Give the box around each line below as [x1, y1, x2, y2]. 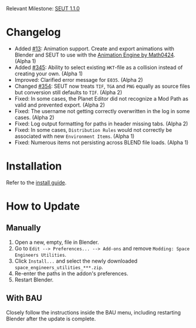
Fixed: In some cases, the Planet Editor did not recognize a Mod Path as [14, 95, 189, 102]
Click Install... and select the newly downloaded [14, 257, 138, 264]
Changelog [6, 26, 61, 39]
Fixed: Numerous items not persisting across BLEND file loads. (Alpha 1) [14, 138, 189, 146]
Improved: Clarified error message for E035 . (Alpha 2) [14, 76, 143, 83]
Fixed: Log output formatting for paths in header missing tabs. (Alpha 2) [14, 120, 188, 127]
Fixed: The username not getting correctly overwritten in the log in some [14, 107, 190, 114]
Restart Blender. [14, 276, 54, 283]
